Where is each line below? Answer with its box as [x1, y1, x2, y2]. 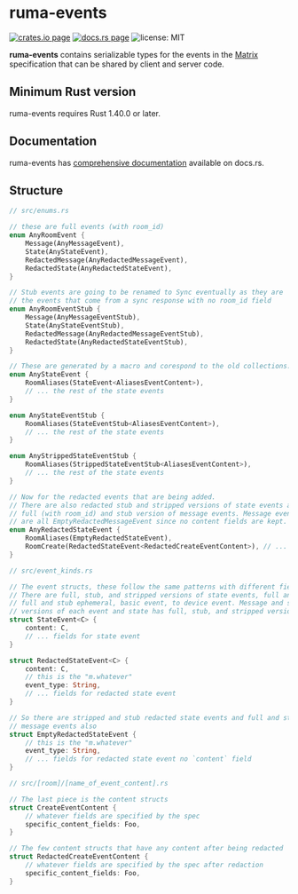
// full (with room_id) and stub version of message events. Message [9, 509, 272, 518]
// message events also [9, 722, 98, 731]
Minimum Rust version [9, 84, 137, 99]
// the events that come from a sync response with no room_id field [9, 297, 272, 305]
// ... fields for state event [25, 631, 141, 641]
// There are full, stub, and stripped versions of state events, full [9, 590, 279, 599]
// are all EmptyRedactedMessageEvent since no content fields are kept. [9, 518, 288, 526]
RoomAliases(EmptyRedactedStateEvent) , [25, 534, 173, 543]
